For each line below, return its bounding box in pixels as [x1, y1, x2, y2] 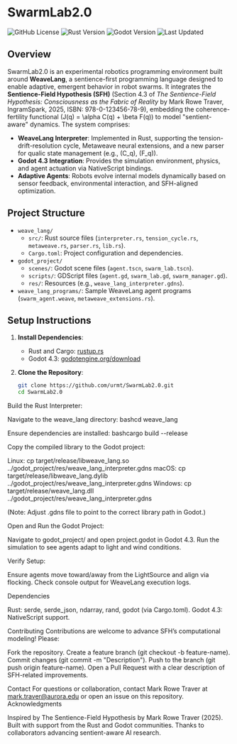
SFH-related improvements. [7, 671, 89, 679]
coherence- [195, 104, 231, 114]
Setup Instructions [7, 314, 92, 327]
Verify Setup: [7, 557, 46, 565]
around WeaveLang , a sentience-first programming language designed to [7, 75, 224, 83]
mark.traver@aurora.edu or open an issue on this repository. [7, 692, 184, 701]
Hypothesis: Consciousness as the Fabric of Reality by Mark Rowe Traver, [7, 97, 224, 106]
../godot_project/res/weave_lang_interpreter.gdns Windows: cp [7, 479, 192, 488]
